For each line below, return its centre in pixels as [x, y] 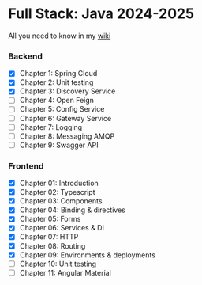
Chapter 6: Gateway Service [65, 118]
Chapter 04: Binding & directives [73, 210]
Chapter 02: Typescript [57, 192]
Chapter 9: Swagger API [59, 145]
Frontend [26, 165]
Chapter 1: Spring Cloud [58, 74]
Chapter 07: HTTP [49, 237]
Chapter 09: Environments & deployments [88, 255]
